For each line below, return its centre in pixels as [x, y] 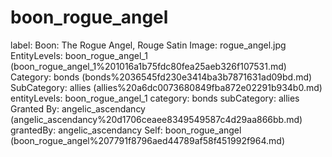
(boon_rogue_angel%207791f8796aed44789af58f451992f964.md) [148, 140]
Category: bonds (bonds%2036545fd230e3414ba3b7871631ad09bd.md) [161, 77]
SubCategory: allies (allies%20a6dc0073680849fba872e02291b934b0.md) [166, 87]
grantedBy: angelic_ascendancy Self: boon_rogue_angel [126, 130]
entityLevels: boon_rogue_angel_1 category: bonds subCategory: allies [155, 98]
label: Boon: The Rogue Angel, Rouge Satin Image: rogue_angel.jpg [148, 45]
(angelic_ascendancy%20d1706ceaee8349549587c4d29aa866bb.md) [156, 119]
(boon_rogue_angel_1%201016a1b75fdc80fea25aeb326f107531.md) [148, 66]
